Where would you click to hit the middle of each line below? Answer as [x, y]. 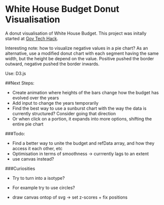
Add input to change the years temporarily [55, 103]
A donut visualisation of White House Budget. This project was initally [76, 33]
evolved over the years [36, 98]
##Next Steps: [20, 83]
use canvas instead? [33, 159]
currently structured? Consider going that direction [64, 113]
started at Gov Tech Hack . [32, 39]
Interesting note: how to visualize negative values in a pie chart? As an [77, 48]
